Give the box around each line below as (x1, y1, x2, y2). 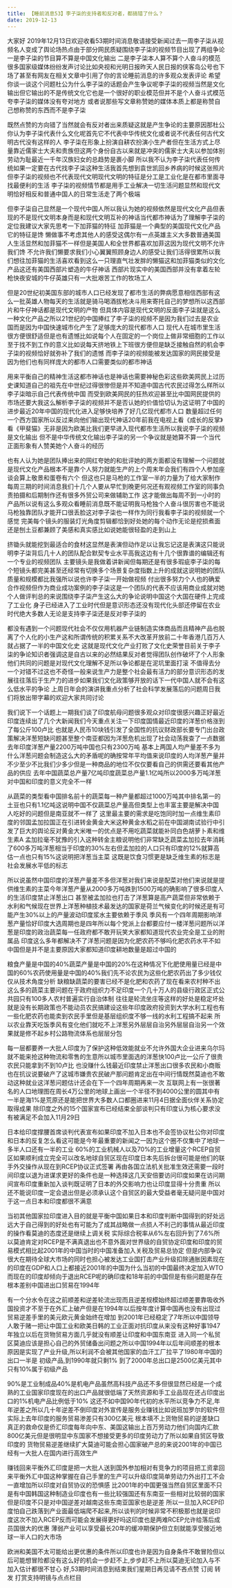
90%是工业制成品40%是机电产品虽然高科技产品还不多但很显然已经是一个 (7, 1379, 216, 1388)
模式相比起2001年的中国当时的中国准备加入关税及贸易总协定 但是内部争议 (12, 1246, 222, 1254)
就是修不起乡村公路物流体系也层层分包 (12, 1029, 122, 1037)
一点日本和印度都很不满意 (19, 1197, 92, 1205)
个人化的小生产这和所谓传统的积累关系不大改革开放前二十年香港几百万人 (19, 633, 225, 641)
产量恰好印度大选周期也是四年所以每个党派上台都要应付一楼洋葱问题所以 (12, 919, 219, 928)
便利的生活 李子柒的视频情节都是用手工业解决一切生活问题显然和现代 (19, 181, 215, 189)
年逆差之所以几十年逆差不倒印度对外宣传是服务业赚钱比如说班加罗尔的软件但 (7, 1405, 225, 1414)
